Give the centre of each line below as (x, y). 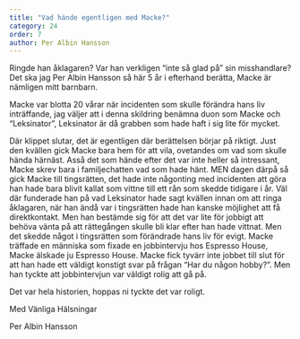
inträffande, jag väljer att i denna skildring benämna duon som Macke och (145, 114)
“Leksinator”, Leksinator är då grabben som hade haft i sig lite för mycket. (145, 124)
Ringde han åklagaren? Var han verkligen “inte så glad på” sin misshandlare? (150, 68)
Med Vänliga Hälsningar (53, 309)
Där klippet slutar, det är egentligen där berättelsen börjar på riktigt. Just (143, 141)
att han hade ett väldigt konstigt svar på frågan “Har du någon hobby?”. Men (150, 265)
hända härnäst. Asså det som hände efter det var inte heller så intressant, (145, 160)
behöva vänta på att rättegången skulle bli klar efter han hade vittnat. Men (146, 227)
